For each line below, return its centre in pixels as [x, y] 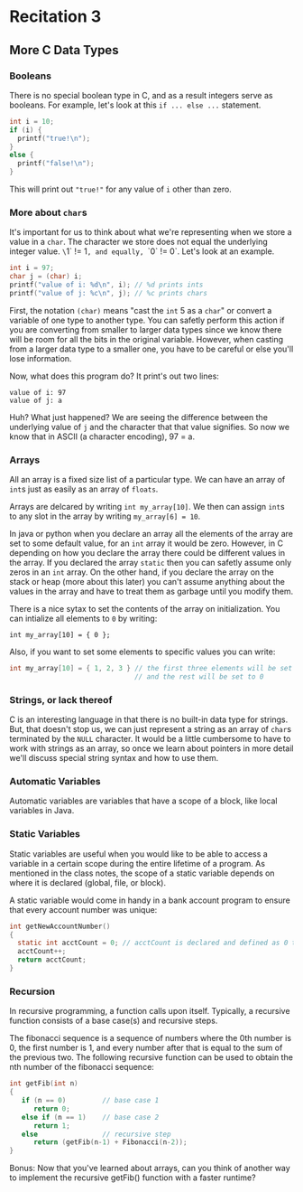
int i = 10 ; [32, 121]
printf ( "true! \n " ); [54, 138]
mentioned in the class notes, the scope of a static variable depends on [142, 873]
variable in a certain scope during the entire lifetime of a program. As [138, 863]
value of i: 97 [38, 392]
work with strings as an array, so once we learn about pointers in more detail [151, 748]
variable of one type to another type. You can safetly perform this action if [147, 320]
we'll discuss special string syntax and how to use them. [114, 758]
